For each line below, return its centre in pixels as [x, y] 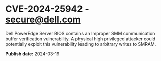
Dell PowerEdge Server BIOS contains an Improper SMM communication [80, 33]
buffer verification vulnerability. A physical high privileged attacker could [80, 39]
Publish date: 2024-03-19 [32, 54]
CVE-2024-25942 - [47, 9]
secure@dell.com [43, 19]
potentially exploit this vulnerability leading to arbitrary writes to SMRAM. [81, 44]
